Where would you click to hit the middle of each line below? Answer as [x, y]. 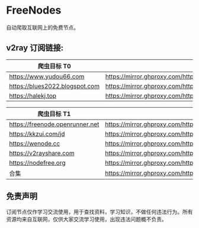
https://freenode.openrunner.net [54, 124]
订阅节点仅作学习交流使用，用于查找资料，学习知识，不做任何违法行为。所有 [99, 211]
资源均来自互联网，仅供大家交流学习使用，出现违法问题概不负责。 [86, 219]
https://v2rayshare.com [42, 153]
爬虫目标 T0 [54, 66]
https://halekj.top [33, 95]
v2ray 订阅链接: [35, 48]
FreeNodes [34, 10]
